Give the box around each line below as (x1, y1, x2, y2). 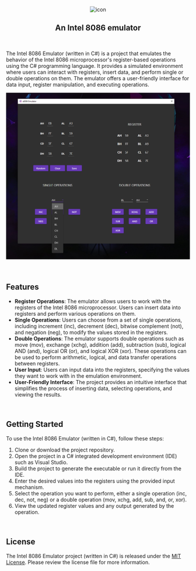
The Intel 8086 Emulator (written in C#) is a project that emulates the (6, 50, 171, 57)
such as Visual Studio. (14, 459, 68, 466)
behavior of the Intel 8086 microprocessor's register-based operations (6, 56, 176, 63)
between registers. (14, 360, 60, 367)
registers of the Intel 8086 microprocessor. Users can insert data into (14, 304, 181, 311)
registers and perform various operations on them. (14, 310, 136, 317)
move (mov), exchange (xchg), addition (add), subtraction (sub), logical (14, 341, 187, 348)
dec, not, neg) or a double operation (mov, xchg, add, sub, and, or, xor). (14, 496, 187, 503)
